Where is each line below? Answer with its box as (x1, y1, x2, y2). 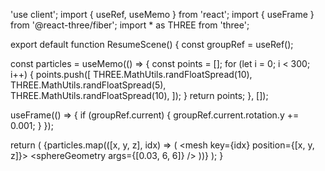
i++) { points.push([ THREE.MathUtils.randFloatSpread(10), (10, 69, 253, 80)
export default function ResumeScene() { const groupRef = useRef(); (10, 39, 294, 50)
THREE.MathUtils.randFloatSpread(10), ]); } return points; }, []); (10, 90, 269, 101)
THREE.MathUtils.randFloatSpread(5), (10, 79, 167, 91)
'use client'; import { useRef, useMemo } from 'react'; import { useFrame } (10, 9, 315, 20)
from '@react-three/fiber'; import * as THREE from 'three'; (10, 19, 250, 31)
